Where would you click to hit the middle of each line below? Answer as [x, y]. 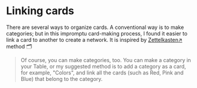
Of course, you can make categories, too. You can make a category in [106, 60]
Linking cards [40, 11]
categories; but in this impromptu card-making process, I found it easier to [97, 33]
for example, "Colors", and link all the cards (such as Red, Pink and [102, 73]
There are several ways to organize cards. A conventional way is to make [95, 27]
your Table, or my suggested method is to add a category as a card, [103, 66]
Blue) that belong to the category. [62, 79]
